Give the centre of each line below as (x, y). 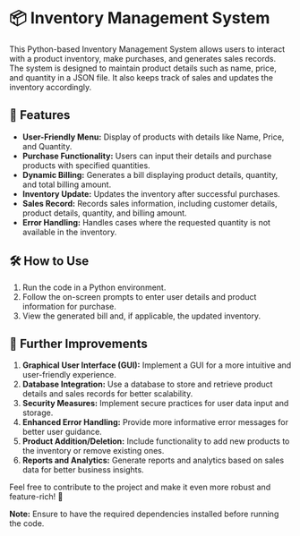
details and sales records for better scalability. (107, 394)
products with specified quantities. (86, 165)
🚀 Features (40, 115)
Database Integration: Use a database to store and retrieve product (147, 384)
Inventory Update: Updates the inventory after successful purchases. (151, 193)
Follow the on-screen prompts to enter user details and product (139, 296)
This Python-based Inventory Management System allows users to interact (147, 49)
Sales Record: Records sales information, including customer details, (150, 203)
